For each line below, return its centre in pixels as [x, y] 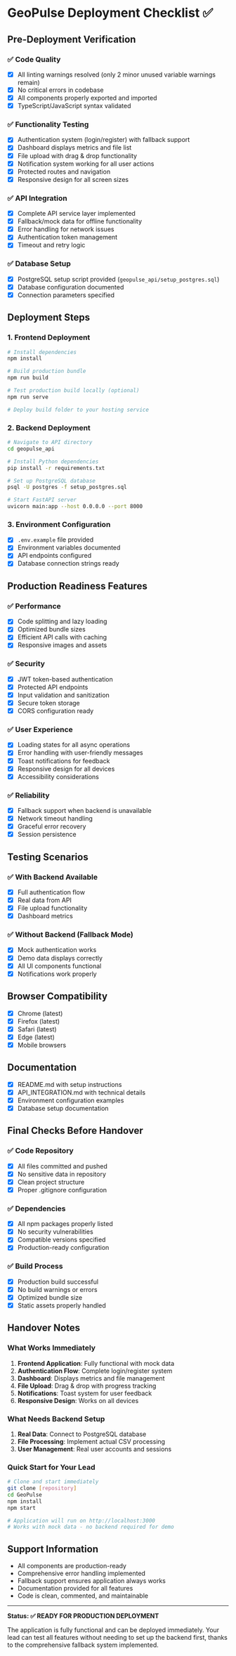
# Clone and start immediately [53, 1482]
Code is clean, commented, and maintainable [83, 1596]
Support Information [53, 1549]
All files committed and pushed [62, 1166]
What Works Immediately [52, 1348]
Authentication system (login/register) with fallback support [104, 140]
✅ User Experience [40, 730]
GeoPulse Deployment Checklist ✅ [110, 13]
